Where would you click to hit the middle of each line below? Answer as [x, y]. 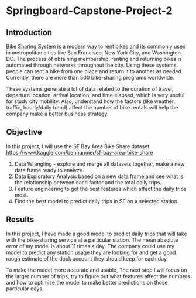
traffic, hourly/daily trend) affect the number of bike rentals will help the [92, 107]
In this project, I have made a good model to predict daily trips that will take [97, 234]
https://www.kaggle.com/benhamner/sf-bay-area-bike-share [80, 152]
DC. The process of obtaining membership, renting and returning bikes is [94, 59]
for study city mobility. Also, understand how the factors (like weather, [91, 101]
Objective [24, 132]
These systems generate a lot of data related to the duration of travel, [90, 89]
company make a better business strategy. [57, 114]
